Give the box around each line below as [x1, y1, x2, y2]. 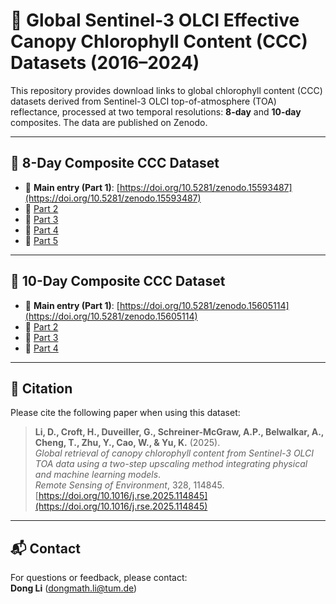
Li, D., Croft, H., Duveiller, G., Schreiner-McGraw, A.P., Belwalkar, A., [34, 426, 325, 438]
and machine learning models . [34, 469, 162, 481]
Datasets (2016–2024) [10, 52, 200, 74]
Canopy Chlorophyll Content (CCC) [10, 30, 308, 53]
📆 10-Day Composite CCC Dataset [10, 273, 226, 290]
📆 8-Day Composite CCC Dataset [10, 155, 220, 172]
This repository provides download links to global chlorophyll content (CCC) [10, 84, 323, 96]
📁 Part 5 [24, 234, 59, 246]
